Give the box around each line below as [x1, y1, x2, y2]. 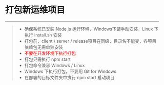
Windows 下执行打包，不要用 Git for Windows [24, 68, 117, 74]
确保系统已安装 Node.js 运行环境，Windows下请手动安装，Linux [24, 26, 153, 32]
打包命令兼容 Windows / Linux [24, 62, 85, 68]
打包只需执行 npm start [24, 56, 71, 62]
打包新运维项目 [5, 4, 65, 16]
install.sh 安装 [34, 32, 62, 38]
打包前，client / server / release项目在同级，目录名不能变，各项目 [24, 38, 157, 44]
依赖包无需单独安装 [24, 44, 63, 50]
